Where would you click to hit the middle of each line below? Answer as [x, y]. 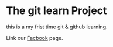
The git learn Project [56, 11]
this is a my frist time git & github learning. [57, 27]
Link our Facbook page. [35, 38]
